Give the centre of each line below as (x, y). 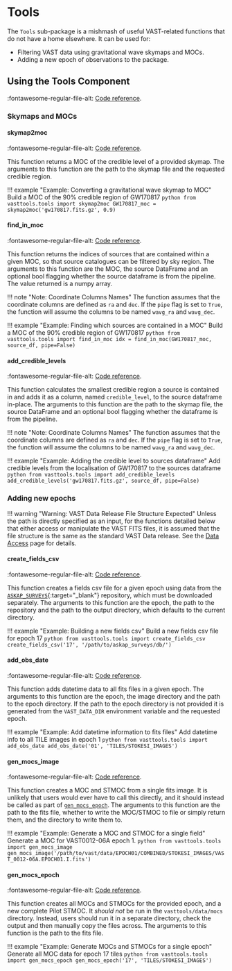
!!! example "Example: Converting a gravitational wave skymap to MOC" (109, 190)
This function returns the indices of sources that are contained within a (108, 254)
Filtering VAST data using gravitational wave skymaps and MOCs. (110, 52)
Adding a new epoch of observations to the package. (93, 59)
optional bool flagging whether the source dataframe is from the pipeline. (111, 276)
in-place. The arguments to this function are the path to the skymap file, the (115, 404)
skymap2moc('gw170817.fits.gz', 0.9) (62, 210)
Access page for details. (42, 543)
